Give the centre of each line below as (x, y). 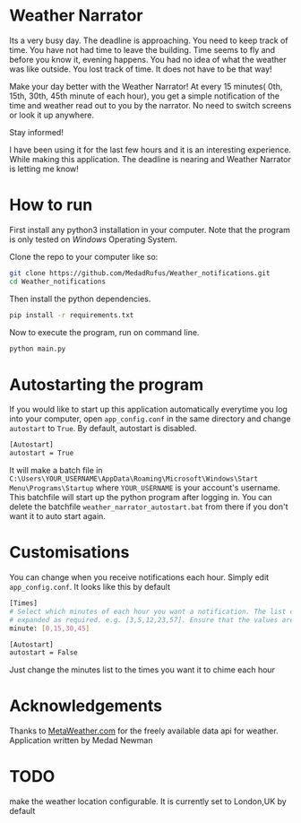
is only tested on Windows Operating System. (93, 239)
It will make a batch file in (56, 471)
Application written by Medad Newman (81, 741)
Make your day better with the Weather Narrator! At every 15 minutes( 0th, (146, 86)
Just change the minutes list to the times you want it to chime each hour (142, 670)
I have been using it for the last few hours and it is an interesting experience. (150, 150)
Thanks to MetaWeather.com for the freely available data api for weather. (144, 731)
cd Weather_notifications (57, 282)
